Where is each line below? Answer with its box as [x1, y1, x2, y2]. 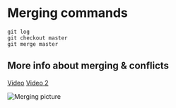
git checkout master [7, 34, 69, 42]
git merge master [7, 40, 59, 47]
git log [7, 28, 30, 35]
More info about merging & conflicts [7, 60, 170, 72]
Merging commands [7, 5, 129, 21]
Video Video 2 [7, 78, 49, 87]
